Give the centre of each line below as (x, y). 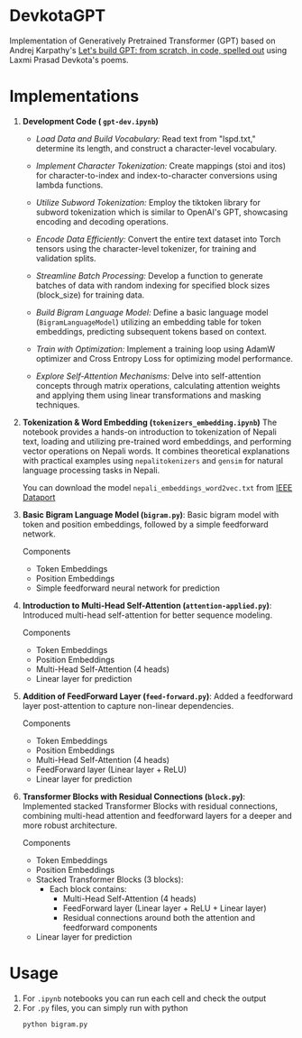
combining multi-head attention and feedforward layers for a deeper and (157, 815)
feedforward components (110, 927)
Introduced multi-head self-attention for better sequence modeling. (147, 615)
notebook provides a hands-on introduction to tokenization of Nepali (149, 432)
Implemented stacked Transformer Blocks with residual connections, (150, 806)
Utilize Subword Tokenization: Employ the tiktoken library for (148, 202)
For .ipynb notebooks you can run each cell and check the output (144, 998)
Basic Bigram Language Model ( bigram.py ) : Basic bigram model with (151, 514)
